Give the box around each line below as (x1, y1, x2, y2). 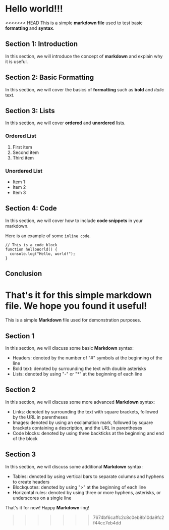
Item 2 (12, 184, 26, 190)
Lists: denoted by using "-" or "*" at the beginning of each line (12, 370, 142, 377)
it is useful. (5, 59, 28, 65)
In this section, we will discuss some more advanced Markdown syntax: (5, 399, 155, 405)
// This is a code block (5, 242, 58, 247)
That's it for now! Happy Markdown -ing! (5, 504, 89, 510)
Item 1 (12, 179, 25, 185)
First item (12, 144, 32, 150)
